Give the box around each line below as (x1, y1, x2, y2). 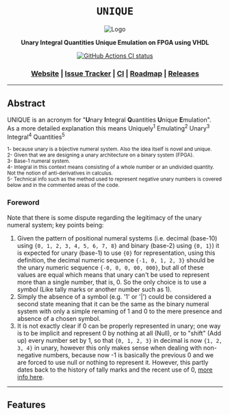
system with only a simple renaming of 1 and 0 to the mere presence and (16, 307, 222, 315)
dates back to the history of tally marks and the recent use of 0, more (16, 366, 213, 374)
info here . (16, 372, 44, 381)
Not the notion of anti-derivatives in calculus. (7, 170, 113, 177)
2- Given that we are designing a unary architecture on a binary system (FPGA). (7, 152, 194, 159)
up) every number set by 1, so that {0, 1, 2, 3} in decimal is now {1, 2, (16, 336, 222, 344)
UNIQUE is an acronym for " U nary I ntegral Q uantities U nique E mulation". (7, 115, 212, 124)
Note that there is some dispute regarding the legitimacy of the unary (7, 213, 202, 221)
